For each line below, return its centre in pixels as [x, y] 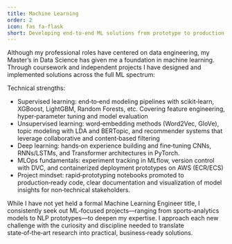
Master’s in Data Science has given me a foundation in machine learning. [111, 60]
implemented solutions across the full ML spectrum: [81, 75]
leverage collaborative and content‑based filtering [89, 139]
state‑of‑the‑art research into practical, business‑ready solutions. [100, 233]
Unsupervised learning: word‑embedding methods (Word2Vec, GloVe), [118, 124]
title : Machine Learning [43, 14]
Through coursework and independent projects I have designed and [104, 67]
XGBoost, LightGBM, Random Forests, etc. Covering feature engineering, [121, 109]
